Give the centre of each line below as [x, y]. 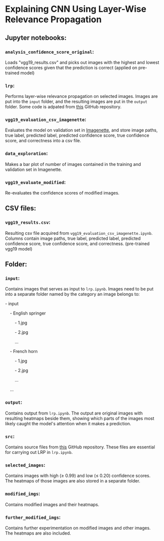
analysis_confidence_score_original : [50, 52]
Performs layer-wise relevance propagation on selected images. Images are [82, 96]
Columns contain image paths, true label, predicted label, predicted [73, 238]
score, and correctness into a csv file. [43, 141]
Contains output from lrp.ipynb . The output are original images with [74, 413]
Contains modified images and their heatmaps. [52, 504]
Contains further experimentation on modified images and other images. [78, 528]
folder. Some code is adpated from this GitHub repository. [63, 107]
